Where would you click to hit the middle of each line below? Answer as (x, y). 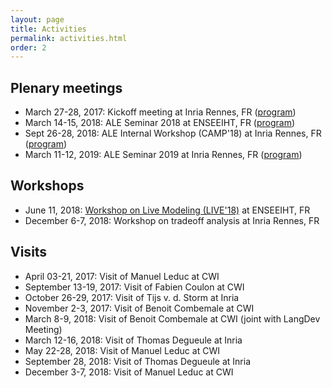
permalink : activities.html (69, 38)
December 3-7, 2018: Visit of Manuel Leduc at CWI (129, 372)
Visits (29, 252)
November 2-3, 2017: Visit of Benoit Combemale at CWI (139, 308)
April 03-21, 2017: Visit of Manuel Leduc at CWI (122, 276)
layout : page (37, 19)
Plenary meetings (66, 87)
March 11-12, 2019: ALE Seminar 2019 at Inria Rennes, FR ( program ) (163, 155)
